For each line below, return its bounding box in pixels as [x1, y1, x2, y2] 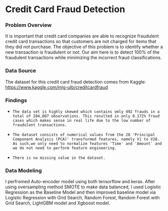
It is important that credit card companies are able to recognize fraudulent [5, 33, 159, 39]
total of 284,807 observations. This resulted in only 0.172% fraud [12, 114, 160, 119]
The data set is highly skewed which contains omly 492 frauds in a [12, 109, 160, 114]
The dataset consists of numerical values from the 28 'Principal [12, 133, 155, 138]
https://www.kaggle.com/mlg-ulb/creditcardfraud [5, 84, 108, 90]
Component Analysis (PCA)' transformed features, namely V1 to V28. [12, 137, 160, 142]
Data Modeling [5, 167, 42, 174]
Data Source [5, 67, 36, 74]
